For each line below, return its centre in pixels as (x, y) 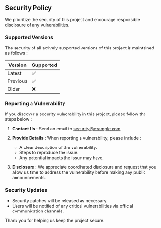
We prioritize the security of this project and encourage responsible (73, 19)
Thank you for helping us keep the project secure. (55, 220)
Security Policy (29, 8)
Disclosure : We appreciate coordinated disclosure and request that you (84, 167)
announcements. (29, 178)
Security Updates (26, 190)
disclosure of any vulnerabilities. (37, 25)
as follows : (16, 53)
